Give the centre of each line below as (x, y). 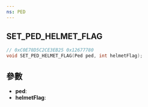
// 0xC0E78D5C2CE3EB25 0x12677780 (50, 50)
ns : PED (16, 12)
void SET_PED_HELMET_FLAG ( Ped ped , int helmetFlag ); (75, 56)
